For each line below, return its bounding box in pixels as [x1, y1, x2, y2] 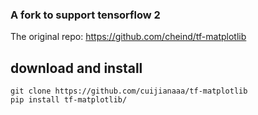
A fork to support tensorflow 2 [10, 8, 161, 22]
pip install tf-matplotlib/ [10, 95, 128, 105]
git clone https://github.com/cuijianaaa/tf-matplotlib [10, 86, 248, 97]
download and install [10, 59, 143, 77]
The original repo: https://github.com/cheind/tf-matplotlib [10, 31, 247, 43]
